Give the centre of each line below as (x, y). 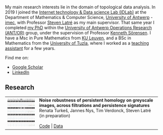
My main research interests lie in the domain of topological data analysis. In (80, 7)
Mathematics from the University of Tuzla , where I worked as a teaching (77, 43)
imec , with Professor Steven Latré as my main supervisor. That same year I (80, 22)
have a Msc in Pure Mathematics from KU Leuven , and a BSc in (68, 38)
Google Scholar (28, 67)
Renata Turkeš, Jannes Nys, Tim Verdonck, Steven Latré (95, 110)
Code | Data (51, 126)
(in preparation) (55, 116)
